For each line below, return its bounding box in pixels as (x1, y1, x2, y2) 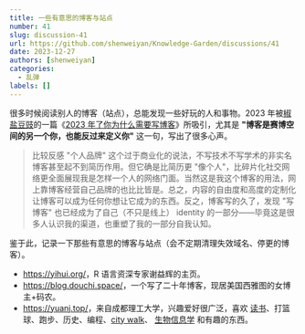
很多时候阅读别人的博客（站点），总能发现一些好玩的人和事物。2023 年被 (9, 107, 284, 119)
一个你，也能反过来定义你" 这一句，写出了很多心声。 (33, 130, 233, 141)
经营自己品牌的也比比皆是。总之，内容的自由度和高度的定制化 (63, 183, 297, 194)
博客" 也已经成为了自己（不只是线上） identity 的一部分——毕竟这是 (31, 206, 288, 217)
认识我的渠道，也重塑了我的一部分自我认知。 (47, 218, 216, 229)
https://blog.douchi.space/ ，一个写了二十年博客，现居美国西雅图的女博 (22, 279, 291, 290)
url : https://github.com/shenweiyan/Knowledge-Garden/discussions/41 (9, 38, 280, 48)
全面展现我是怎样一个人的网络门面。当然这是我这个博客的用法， (47, 172, 289, 183)
